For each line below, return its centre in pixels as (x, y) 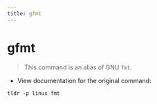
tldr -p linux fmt (34, 93)
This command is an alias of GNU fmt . (78, 67)
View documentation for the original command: (84, 80)
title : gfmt (24, 14)
